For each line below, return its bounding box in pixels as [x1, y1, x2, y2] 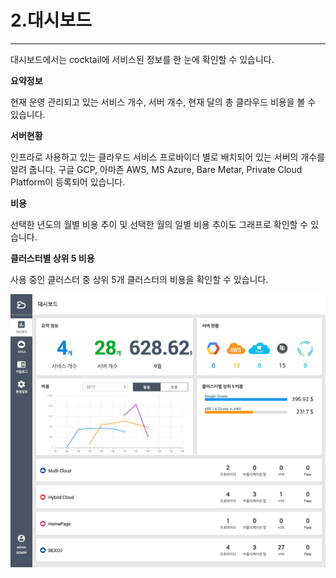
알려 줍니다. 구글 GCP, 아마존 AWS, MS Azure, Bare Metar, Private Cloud [10, 163, 303, 175]
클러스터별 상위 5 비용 [10, 252, 95, 264]
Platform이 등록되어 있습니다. [10, 176, 126, 188]
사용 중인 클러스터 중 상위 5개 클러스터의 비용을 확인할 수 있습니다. [10, 273, 269, 285]
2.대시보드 [10, 9, 93, 32]
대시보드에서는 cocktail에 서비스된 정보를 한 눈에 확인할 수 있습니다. [10, 53, 275, 65]
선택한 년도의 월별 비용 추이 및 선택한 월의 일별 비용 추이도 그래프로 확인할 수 [10, 218, 309, 230]
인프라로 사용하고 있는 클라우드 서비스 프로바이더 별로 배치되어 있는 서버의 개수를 [10, 151, 326, 163]
